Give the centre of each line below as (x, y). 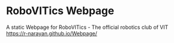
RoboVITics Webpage (60, 11)
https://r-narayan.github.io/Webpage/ (52, 33)
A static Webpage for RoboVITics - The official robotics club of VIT (87, 27)
